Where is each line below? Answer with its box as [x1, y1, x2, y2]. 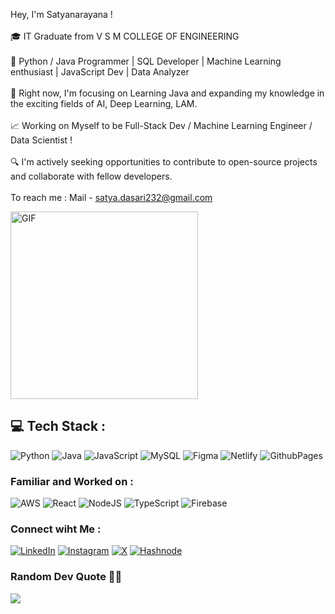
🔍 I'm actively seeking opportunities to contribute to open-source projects [10, 156, 318, 168]
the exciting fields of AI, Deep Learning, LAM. [10, 98, 198, 109]
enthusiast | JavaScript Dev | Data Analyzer [10, 66, 190, 78]
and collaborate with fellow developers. [10, 170, 173, 182]
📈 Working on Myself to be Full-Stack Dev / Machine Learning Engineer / [10, 120, 313, 131]
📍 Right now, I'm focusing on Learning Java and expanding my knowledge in [10, 87, 325, 99]
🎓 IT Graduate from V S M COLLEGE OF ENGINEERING [10, 30, 240, 42]
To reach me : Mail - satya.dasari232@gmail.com [10, 192, 213, 203]
